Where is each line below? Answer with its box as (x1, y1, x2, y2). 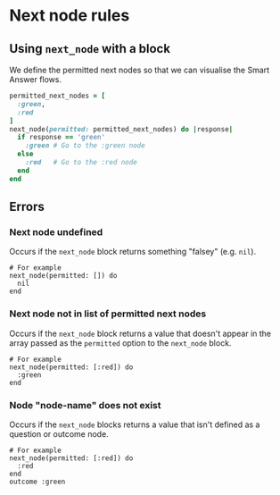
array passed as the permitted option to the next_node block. (9, 337, 232, 348)
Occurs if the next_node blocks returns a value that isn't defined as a (9, 419, 260, 430)
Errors (9, 199, 45, 214)
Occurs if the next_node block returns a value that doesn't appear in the (9, 328, 272, 339)
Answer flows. (9, 74, 62, 85)
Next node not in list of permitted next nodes (9, 307, 207, 320)
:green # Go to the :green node (25, 141, 145, 150)
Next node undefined (9, 225, 103, 238)
